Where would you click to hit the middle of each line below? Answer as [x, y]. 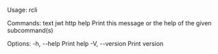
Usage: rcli [22, 10]
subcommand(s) [30, 30]
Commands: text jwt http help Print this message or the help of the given [109, 23]
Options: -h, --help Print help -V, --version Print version [85, 43]
